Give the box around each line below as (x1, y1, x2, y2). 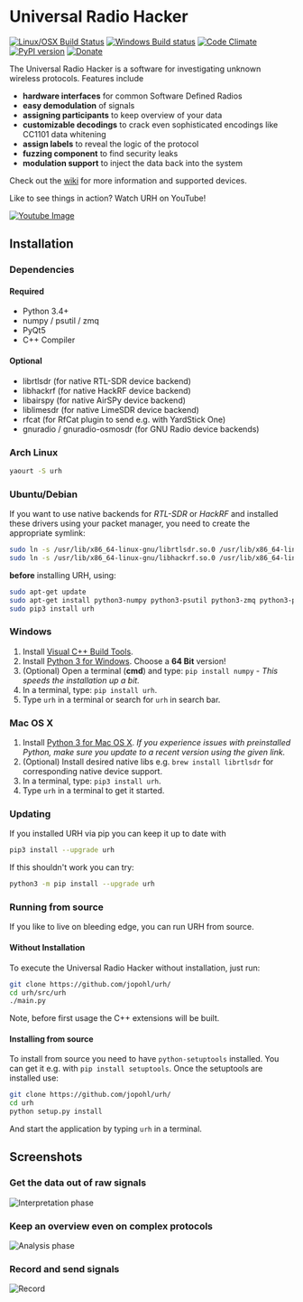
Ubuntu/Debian (9, 488, 78, 501)
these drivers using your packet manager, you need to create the (9, 518, 251, 529)
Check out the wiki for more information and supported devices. (9, 174, 248, 186)
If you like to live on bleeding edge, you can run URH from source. (9, 922, 254, 932)
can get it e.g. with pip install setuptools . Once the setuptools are (9, 1063, 263, 1074)
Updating (9, 808, 51, 820)
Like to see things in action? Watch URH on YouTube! (9, 192, 207, 203)
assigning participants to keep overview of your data (22, 109, 223, 120)
